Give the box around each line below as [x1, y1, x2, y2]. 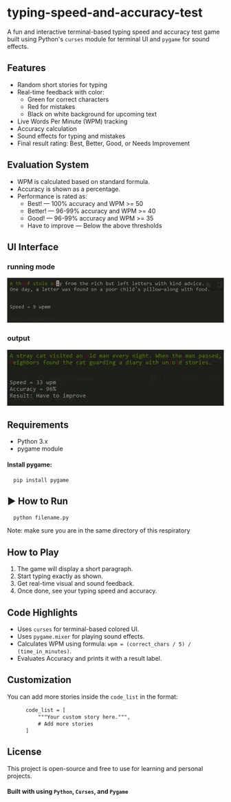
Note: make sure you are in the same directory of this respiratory [7, 526, 190, 535]
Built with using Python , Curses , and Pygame [7, 788, 129, 796]
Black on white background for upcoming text [27, 110, 157, 118]
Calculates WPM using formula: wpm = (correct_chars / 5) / [16, 639, 191, 648]
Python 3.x [16, 438, 48, 446]
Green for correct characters [27, 95, 109, 103]
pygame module [16, 444, 63, 453]
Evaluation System [7, 159, 89, 171]
